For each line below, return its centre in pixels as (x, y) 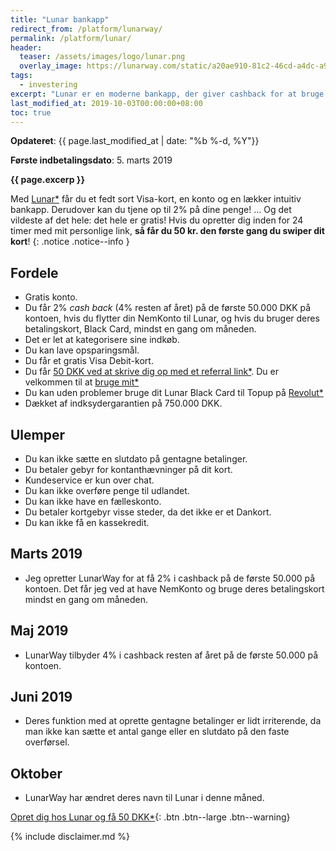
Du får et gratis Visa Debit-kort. (89, 361)
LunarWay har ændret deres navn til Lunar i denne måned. (144, 798)
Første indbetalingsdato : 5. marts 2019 (91, 160)
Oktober (36, 773)
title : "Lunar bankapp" (60, 19)
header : (26, 47)
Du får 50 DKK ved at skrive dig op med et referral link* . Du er (151, 372)
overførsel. (47, 742)
